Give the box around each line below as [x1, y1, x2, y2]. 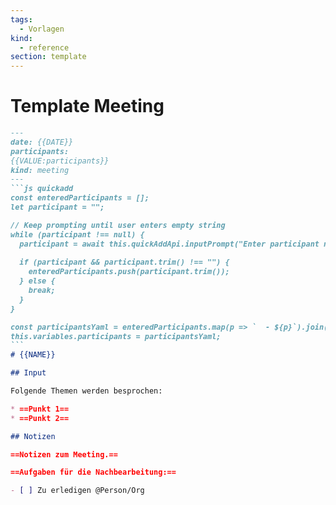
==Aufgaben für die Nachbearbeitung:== [10, 467, 177, 478]
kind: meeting [10, 165, 70, 175]
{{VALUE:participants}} [10, 156, 110, 166]
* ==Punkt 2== [10, 413, 70, 423]
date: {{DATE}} [10, 137, 74, 147]
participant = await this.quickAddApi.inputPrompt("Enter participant [19, 239, 320, 249]
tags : [10, 14, 33, 25]
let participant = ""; [10, 202, 105, 213]
